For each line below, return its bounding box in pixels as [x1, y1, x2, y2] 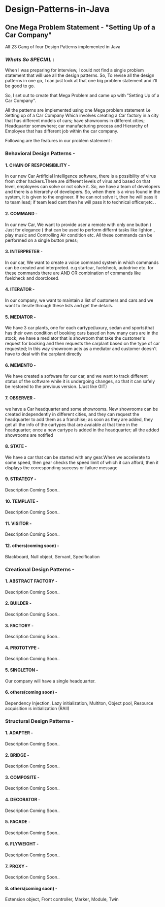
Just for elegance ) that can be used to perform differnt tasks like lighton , [5, 227, 155, 232]
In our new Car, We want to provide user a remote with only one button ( [5, 222, 152, 227]
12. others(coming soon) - [5, 543, 60, 549]
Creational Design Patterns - [5, 566, 75, 573]
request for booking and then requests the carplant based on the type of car [5, 341, 160, 347]
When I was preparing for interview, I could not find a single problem [5, 67, 144, 73]
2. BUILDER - [5, 600, 32, 606]
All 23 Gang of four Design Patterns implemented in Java [5, 44, 121, 50]
